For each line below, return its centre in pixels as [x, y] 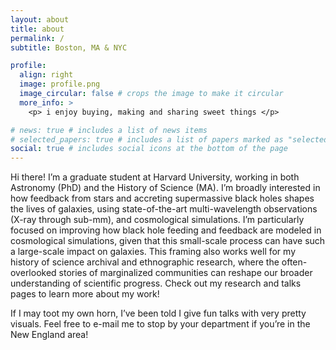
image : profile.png [60, 84]
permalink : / [37, 38]
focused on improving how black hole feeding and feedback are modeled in [166, 230]
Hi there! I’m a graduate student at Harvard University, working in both [155, 177]
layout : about [40, 19]
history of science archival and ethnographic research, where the [145, 262]
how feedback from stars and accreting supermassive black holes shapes [162, 198]
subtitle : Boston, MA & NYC [69, 47]
